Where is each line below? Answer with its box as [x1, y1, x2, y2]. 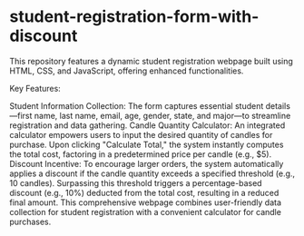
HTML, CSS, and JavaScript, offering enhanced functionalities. [9, 65, 244, 76]
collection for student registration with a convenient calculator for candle [9, 206, 281, 217]
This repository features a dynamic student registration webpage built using [9, 55, 293, 66]
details [265, 100, 290, 111]
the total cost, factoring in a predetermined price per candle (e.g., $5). [9, 148, 272, 160]
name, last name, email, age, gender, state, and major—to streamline [34, 110, 291, 121]
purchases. [9, 216, 52, 227]
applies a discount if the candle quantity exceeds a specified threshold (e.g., [9, 168, 296, 179]
